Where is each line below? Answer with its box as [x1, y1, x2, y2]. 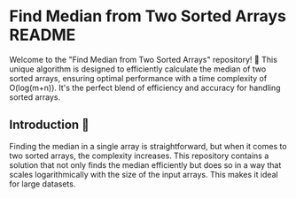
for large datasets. [9, 179, 76, 189]
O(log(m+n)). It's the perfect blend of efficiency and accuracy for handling [9, 82, 281, 93]
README [9, 25, 76, 45]
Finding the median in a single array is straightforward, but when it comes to [9, 141, 287, 151]
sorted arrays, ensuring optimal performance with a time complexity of [9, 72, 268, 83]
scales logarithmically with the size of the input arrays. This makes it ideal [9, 169, 278, 179]
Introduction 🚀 [9, 118, 90, 133]
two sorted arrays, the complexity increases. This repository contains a [9, 150, 269, 161]
